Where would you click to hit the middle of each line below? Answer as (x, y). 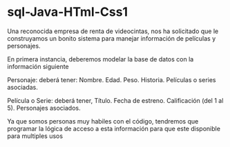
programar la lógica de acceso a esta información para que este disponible (114, 128)
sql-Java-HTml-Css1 (68, 12)
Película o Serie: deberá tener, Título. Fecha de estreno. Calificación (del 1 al (115, 100)
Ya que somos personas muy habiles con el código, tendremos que (103, 121)
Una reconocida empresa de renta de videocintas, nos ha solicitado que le (113, 31)
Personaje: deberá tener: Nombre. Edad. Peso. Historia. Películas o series (112, 79)
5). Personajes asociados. (44, 108)
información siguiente (38, 66)
